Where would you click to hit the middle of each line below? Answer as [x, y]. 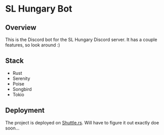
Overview [21, 28]
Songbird [22, 89]
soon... [12, 128]
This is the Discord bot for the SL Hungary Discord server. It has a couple [81, 39]
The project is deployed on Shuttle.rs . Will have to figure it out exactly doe [82, 122]
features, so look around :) [33, 45]
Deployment [25, 110]
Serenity [21, 78]
